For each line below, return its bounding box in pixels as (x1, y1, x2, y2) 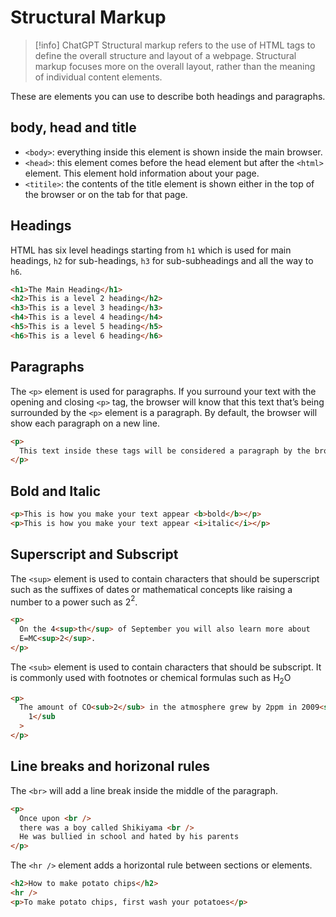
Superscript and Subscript (10, 546, 179, 563)
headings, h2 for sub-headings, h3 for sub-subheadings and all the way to (10, 254, 314, 266)
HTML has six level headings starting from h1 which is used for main (10, 244, 292, 256)
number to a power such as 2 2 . (10, 594, 138, 608)
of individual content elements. (34, 71, 163, 83)
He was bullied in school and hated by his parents (19, 832, 240, 842)
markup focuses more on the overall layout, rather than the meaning (34, 60, 316, 72)
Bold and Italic (10, 482, 102, 500)
